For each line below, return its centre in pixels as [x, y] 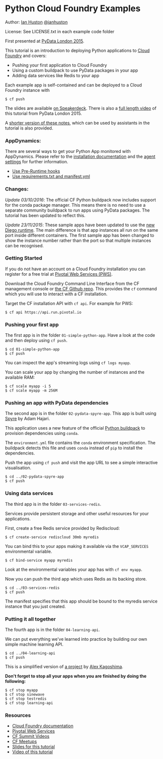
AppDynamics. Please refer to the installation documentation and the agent [80, 156]
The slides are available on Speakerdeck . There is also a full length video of [81, 108]
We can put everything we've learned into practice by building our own [76, 639]
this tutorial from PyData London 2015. [44, 113]
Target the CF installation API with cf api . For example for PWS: [69, 303]
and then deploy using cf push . [36, 341]
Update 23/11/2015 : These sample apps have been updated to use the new [80, 225]
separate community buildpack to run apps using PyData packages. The [77, 210]
